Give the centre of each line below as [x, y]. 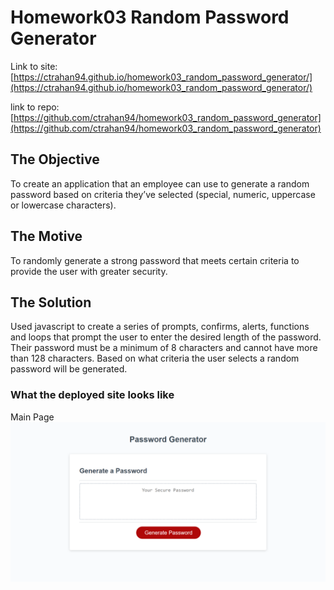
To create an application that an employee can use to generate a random [160, 183]
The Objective [55, 159]
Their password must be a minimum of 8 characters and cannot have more [164, 348]
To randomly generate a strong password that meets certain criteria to [155, 260]
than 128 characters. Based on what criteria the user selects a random [155, 358]
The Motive [46, 236]
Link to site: [34, 66]
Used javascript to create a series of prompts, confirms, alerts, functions [160, 327]
